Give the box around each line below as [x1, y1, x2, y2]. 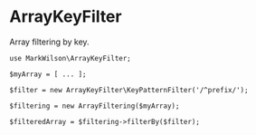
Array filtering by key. [9, 36, 90, 47]
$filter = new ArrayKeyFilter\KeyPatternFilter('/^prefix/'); [9, 85, 249, 94]
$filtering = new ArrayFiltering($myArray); [9, 101, 180, 111]
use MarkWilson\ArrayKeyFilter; [9, 53, 131, 63]
